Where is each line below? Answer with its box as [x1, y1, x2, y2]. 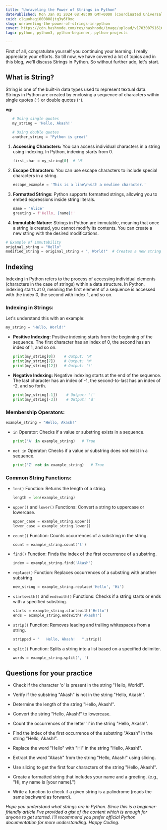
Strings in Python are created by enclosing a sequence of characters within [5, 91, 160, 97]
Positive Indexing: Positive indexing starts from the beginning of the [12, 334, 153, 340]
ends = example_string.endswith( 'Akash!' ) [12, 613, 102, 618]
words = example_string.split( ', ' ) [12, 655, 89, 660]
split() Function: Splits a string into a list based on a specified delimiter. [12, 645, 162, 651]
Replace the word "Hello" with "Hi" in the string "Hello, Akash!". [12, 745, 143, 751]
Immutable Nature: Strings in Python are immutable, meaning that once [12, 219, 160, 226]
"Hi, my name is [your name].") [12, 779, 76, 785]
